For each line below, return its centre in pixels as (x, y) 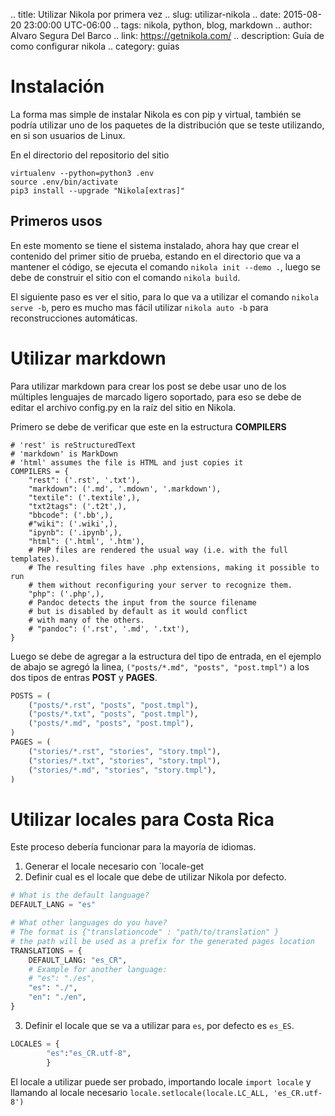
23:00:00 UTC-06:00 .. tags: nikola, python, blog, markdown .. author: (168, 25)
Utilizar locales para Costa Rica (142, 819)
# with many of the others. (86, 620)
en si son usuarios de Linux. (68, 135)
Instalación (57, 86)
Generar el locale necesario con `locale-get (114, 866)
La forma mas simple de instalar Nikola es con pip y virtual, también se (156, 114)
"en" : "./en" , (57, 997)
